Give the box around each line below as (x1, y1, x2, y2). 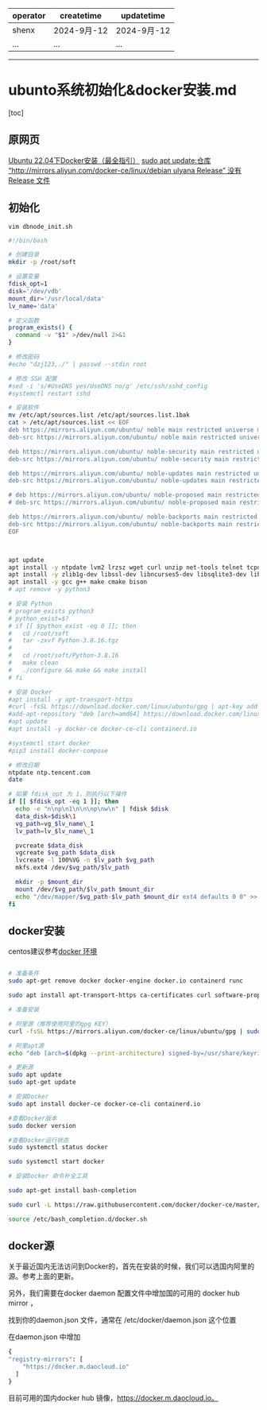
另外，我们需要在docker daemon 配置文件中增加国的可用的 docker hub (8, 1288, 240, 1298)
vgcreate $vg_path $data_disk (15, 849, 115, 857)
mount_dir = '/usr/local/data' (8, 294, 105, 303)
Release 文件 (8, 175, 51, 185)
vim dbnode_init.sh (8, 223, 73, 230)
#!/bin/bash (8, 236, 48, 245)
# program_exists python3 (8, 607, 94, 615)
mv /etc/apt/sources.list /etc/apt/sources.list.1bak (8, 411, 191, 420)
